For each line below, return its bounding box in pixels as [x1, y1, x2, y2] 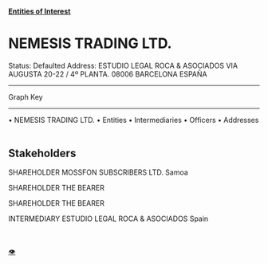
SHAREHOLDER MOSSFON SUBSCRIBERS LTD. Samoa [8, 167, 189, 177]
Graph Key [8, 92, 43, 101]
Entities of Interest [8, 6, 71, 16]
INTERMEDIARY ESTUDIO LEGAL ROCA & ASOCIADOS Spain [8, 214, 209, 223]
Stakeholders [8, 146, 77, 160]
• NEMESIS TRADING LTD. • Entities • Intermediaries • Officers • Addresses [8, 115, 259, 124]
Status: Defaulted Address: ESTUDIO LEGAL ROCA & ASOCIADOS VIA [8, 61, 238, 70]
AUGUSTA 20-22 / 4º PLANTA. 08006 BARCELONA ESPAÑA [8, 69, 207, 79]
